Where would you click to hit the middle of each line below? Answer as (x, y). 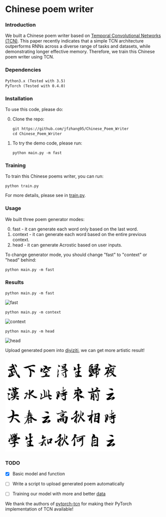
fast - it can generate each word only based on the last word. (75, 229)
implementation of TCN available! (39, 509)
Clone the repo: (28, 119)
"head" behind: (21, 260)
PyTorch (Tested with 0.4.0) (35, 86)
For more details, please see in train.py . (46, 195)
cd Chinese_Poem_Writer (37, 134)
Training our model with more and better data (59, 494)
